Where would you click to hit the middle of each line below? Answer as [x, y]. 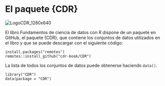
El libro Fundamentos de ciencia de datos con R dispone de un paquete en [81, 32]
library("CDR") [21, 74]
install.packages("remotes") [35, 52]
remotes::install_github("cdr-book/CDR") [48, 56]
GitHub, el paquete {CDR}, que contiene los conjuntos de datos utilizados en [83, 38]
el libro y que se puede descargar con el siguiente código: [64, 43]
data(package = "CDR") [28, 79]
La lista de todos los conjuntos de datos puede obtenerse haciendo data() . [81, 65]
